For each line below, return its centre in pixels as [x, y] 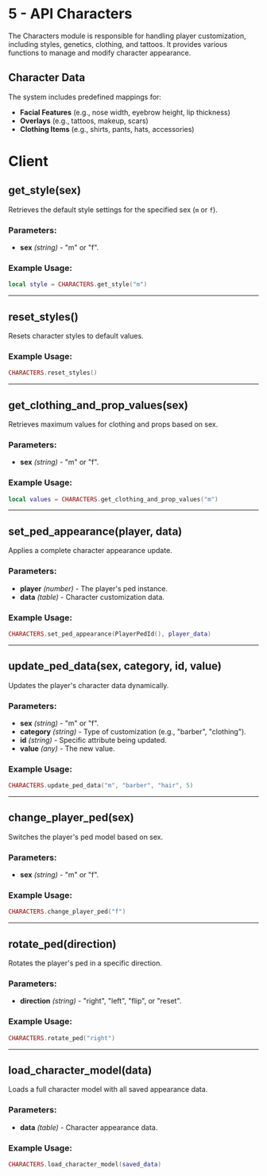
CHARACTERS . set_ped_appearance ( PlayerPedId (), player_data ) [110, 634]
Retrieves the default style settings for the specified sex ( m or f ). [113, 209]
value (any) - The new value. [67, 749]
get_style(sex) [45, 190]
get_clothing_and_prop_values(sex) [99, 405]
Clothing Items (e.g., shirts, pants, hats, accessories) [107, 129]
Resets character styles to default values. [76, 336]
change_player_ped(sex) [71, 818]
